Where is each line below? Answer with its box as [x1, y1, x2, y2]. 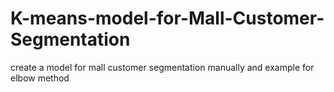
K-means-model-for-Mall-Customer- [10, 7, 325, 30]
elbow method [10, 72, 70, 84]
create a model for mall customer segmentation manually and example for [10, 61, 315, 73]
